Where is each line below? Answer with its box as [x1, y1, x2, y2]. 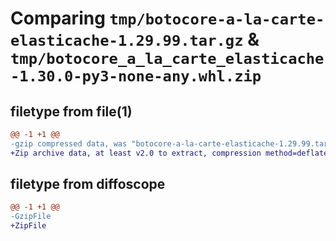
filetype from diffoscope [10, 176, 166, 193]
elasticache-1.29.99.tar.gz [10, 32, 244, 51]
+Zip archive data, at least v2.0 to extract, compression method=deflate [10, 148, 329, 158]
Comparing [10, 7, 106, 30]
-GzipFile [10, 212, 52, 222]
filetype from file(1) [10, 103, 133, 120]
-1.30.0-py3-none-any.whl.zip [10, 67, 262, 86]
